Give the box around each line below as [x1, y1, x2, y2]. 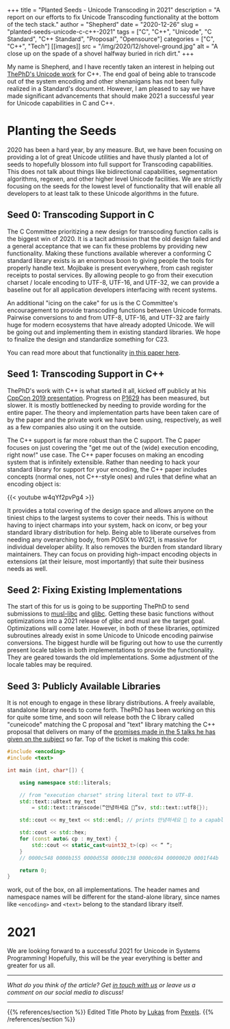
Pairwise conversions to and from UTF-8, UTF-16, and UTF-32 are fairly [7, 313, 210, 321]
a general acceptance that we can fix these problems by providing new [7, 242, 207, 250]
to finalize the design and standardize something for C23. [7, 335, 169, 343]
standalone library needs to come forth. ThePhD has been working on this [7, 706, 216, 714]
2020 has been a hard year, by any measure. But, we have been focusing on [7, 145, 222, 153]
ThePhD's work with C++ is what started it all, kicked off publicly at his [7, 386, 207, 394]
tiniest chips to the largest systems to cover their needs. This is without [7, 513, 208, 522]
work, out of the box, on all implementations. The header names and [7, 886, 200, 894]
